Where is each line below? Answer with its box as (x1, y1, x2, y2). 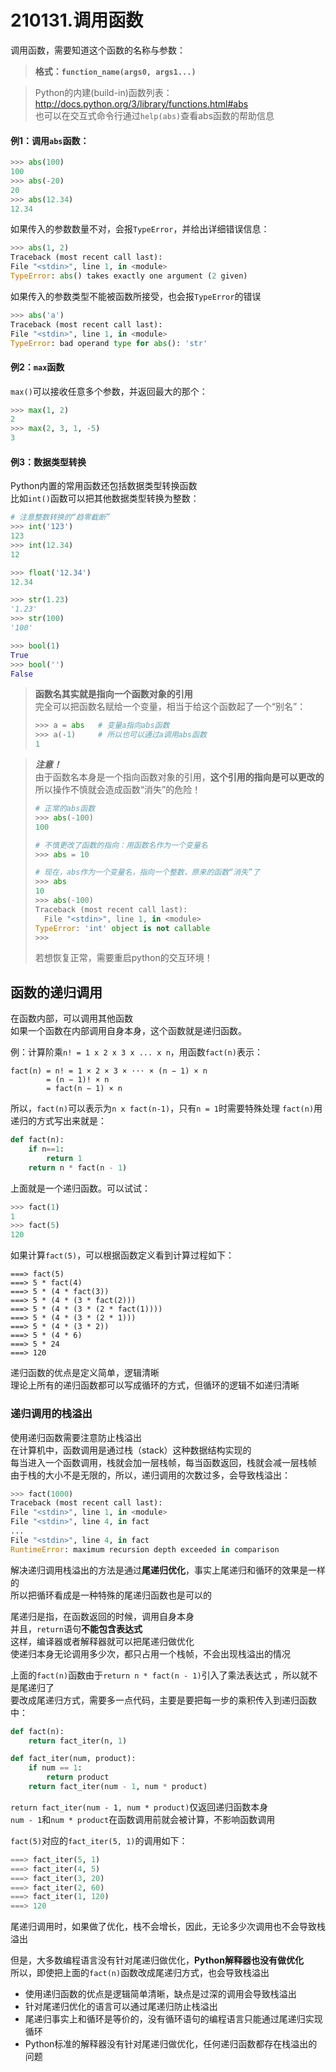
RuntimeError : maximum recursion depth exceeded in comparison (10, 1544, 280, 1555)
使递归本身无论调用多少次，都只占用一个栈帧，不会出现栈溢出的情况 (10, 1647, 291, 1660)
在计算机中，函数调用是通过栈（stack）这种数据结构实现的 (10, 1444, 252, 1456)
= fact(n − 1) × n (46, 1084, 123, 1094)
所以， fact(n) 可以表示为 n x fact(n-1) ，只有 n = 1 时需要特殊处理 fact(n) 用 (10, 1102, 323, 1115)
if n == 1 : (28, 1144, 65, 1155)
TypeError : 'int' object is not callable (34, 923, 211, 933)
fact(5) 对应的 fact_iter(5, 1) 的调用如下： (10, 1834, 188, 1846)
